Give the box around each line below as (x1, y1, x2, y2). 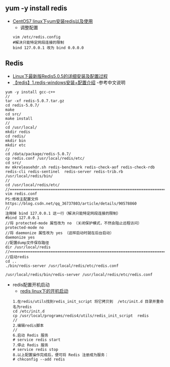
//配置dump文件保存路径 (5, 240, 50, 245)
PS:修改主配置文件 (5, 197, 39, 202)
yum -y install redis (5, 4, 67, 13)
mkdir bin (5, 138, 26, 143)
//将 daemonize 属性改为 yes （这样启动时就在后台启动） (5, 230, 114, 236)
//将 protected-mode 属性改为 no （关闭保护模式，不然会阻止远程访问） (5, 220, 142, 225)
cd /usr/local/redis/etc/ (5, 182, 60, 188)
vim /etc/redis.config (12, 34, 61, 39)
